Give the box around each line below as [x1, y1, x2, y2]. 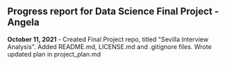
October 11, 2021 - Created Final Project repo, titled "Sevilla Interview [7, 35, 209, 43]
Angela [7, 17, 40, 29]
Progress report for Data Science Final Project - [7, 6, 220, 17]
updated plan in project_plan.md [7, 50, 101, 58]
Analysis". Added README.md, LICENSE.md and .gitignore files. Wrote [7, 42, 213, 51]
